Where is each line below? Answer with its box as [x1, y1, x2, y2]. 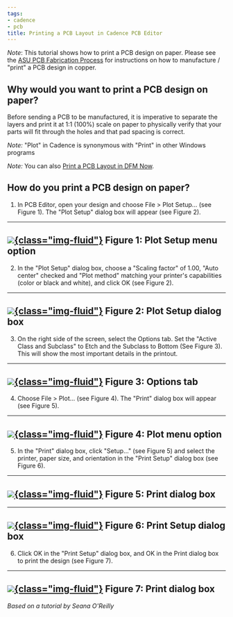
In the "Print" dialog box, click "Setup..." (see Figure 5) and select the [17, 447, 215, 455]
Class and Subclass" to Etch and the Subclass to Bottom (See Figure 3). [17, 342, 223, 350]
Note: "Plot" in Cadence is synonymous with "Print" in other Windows [7, 141, 206, 149]
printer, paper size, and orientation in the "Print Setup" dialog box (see [17, 454, 218, 463]
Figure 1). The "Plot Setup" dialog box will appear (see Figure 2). [17, 208, 201, 216]
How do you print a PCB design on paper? [7, 182, 190, 194]
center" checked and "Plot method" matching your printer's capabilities [17, 271, 222, 279]
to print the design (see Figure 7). [17, 557, 113, 565]
